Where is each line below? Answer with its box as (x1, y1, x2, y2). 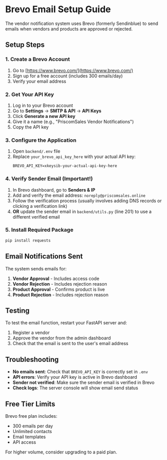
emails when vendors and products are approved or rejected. (5, 25, 133, 32)
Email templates (12, 434, 46, 440)
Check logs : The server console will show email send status (12, 385, 138, 391)
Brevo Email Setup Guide (5, 4, 111, 15)
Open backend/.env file (12, 148, 61, 155)
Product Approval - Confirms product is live (12, 286, 105, 292)
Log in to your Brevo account (12, 102, 73, 108)
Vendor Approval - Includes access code (12, 275, 100, 282)
